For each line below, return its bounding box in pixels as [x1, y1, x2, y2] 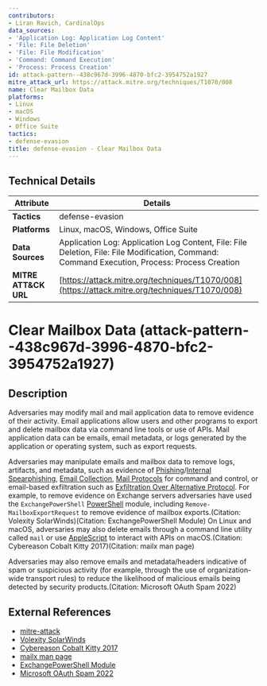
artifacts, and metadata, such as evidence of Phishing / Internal [8, 466, 212, 475]
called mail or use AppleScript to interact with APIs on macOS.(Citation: [8, 533, 243, 543]
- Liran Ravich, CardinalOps [8, 19, 105, 27]
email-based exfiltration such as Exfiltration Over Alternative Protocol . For [8, 483, 250, 492]
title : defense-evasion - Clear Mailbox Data [8, 145, 161, 153]
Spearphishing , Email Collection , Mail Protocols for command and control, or [8, 474, 258, 483]
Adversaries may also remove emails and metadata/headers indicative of [8, 557, 247, 567]
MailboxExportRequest [8, 510, 80, 517]
